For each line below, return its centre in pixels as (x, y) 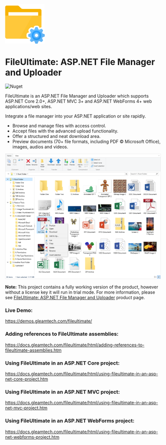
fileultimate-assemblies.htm (33, 350)
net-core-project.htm (27, 379)
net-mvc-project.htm (26, 408)
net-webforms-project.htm (32, 437)
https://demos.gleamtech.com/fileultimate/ (49, 321)
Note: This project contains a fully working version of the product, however (82, 287)
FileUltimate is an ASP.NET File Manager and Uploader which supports (77, 96)
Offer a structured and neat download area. (56, 136)
